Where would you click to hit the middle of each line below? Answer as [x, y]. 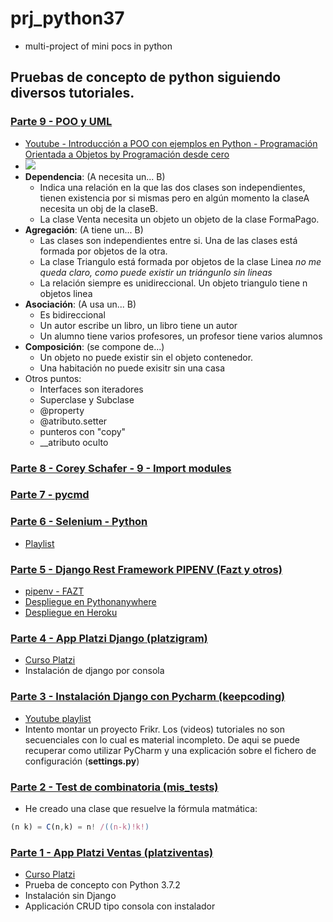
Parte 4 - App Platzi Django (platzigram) [109, 638]
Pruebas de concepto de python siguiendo [146, 77]
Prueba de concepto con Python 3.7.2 [102, 885]
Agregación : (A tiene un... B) [84, 229]
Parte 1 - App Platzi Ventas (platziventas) [112, 852]
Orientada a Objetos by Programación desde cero [127, 154]
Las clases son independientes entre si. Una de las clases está [168, 240]
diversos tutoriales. [72, 93]
